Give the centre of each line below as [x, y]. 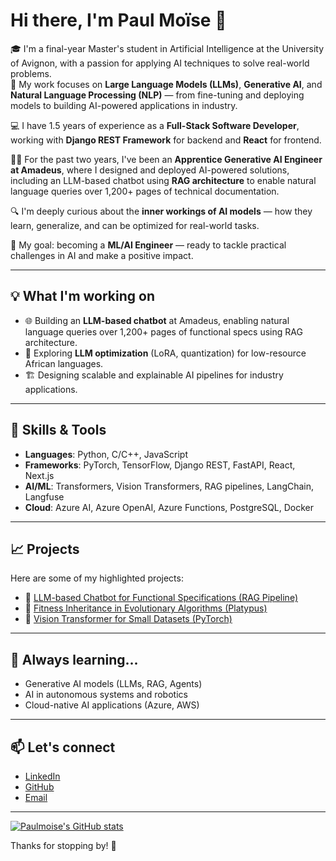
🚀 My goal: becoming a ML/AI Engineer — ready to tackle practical [148, 245]
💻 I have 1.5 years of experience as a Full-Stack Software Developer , [155, 125]
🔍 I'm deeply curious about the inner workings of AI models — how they [161, 211]
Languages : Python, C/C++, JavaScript [106, 454]
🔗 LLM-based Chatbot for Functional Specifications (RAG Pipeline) [161, 598]
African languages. [64, 363]
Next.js [39, 475]
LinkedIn [42, 776]
